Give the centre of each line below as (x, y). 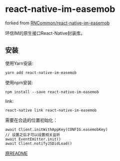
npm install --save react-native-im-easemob (52, 92)
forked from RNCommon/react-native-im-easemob (58, 23)
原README (17, 153)
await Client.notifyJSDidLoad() (39, 143)
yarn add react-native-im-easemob (41, 73)
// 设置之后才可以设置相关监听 (33, 135)
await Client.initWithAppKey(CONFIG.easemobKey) (57, 129)
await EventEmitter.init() (33, 139)
